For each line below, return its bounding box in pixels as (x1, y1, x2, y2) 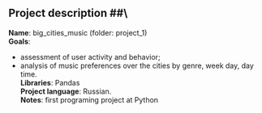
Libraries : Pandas (19, 77, 80, 87)
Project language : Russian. (19, 86, 112, 96)
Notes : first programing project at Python (19, 94, 159, 104)
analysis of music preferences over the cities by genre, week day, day (19, 61, 254, 70)
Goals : (8, 36, 31, 46)
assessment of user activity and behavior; (19, 52, 161, 61)
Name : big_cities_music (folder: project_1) (8, 27, 148, 37)
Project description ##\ (8, 6, 128, 20)
